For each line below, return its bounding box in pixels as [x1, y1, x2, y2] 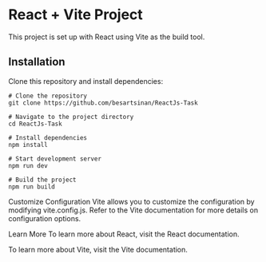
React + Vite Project [8, 6, 144, 24]
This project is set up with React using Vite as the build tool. [8, 32, 205, 42]
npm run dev [8, 161, 48, 169]
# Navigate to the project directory [8, 113, 134, 121]
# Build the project [8, 176, 77, 184]
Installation [8, 55, 66, 69]
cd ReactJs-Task [8, 120, 62, 128]
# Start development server [8, 154, 102, 163]
